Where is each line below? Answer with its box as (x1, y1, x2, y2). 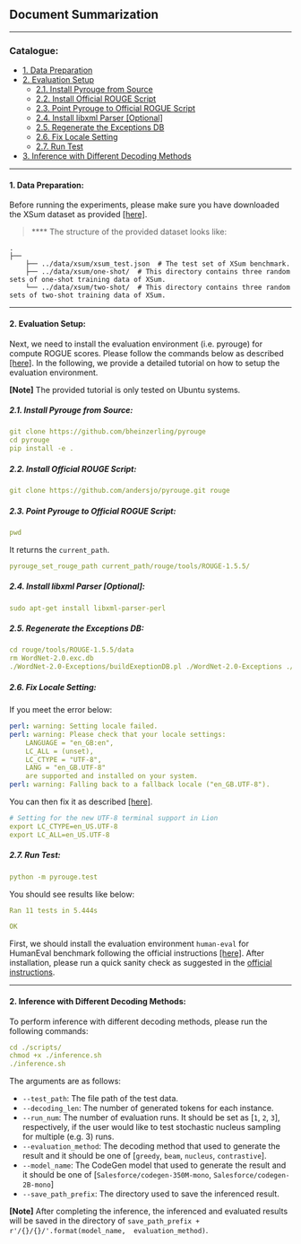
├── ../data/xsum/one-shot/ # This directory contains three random (25, 267, 291, 276)
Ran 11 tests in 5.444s (9, 906, 99, 915)
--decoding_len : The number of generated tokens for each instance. (21, 1103, 274, 1114)
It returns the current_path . (9, 544, 110, 555)
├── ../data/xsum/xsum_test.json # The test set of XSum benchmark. (25, 259, 291, 268)
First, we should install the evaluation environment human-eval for (9, 938, 249, 950)
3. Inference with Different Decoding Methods (21, 151, 192, 162)
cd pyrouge (9, 435, 50, 445)
